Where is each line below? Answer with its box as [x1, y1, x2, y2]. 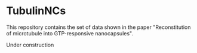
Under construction [6, 41, 54, 48]
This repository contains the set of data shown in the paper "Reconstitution [6, 24, 191, 31]
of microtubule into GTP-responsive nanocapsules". [6, 29, 133, 37]
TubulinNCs [6, 4, 66, 18]
